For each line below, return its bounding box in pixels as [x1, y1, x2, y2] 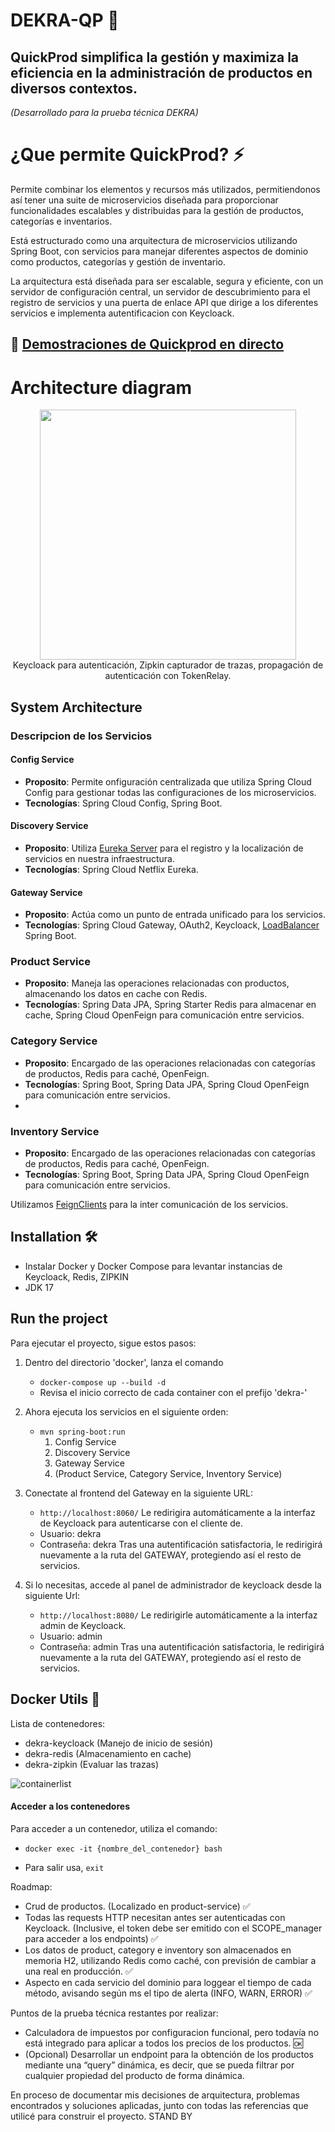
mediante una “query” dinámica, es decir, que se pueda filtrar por [24, 2059, 295, 2071]
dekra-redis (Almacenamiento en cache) [24, 1747, 192, 1759]
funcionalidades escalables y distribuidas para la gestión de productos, [10, 204, 305, 216]
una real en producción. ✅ [24, 1965, 133, 1977]
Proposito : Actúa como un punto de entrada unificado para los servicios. [24, 909, 326, 921]
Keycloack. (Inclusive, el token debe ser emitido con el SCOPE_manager [24, 1922, 323, 1934]
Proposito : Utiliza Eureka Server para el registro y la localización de [24, 842, 304, 854]
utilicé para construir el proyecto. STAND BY [10, 2110, 193, 2122]
